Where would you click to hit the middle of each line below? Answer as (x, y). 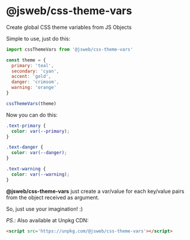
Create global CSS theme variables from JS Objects (69, 27)
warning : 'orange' (34, 88)
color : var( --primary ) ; (40, 131)
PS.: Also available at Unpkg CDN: (47, 220)
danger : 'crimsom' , (35, 82)
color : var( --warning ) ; (40, 174)
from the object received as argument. (53, 197)
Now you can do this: (32, 115)
